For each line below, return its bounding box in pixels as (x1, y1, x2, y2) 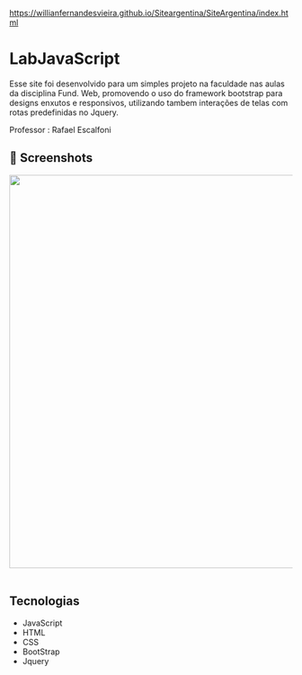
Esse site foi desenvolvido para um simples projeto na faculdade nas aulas (9, 78, 285, 89)
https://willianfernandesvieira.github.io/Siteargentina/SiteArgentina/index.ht (9, 8, 289, 18)
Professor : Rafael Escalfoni (9, 124, 111, 135)
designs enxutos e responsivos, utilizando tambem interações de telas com (9, 97, 289, 108)
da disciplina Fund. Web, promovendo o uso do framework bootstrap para (9, 87, 283, 98)
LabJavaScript (9, 49, 120, 69)
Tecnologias (9, 593, 80, 609)
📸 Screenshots (9, 150, 93, 165)
